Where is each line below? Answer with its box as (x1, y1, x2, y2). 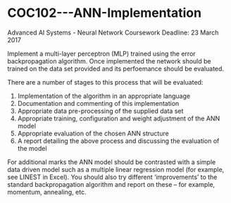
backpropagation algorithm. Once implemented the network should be (7, 56, 211, 65)
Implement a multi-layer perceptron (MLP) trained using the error (7, 49, 196, 58)
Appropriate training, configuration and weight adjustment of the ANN (17, 114, 220, 123)
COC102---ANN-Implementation (7, 5, 202, 21)
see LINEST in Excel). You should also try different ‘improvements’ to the (7, 173, 218, 181)
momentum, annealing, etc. (7, 187, 87, 196)
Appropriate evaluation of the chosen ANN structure (17, 129, 169, 137)
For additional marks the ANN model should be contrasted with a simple (7, 157, 216, 166)
